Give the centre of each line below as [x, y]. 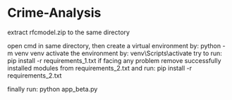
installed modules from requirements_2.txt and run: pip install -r [100, 68]
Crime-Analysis [54, 13]
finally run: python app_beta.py [53, 89]
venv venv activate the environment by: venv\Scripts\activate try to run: [118, 53]
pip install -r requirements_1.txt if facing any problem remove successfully [114, 60]
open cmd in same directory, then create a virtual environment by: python [114, 45]
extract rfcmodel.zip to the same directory [69, 32]
